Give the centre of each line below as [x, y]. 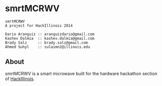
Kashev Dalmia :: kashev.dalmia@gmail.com [50, 38]
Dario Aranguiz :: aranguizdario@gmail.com [50, 34]
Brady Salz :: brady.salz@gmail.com [47, 43]
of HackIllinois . [20, 79]
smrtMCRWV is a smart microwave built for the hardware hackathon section [81, 73]
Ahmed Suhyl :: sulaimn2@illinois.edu [48, 47]
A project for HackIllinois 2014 [39, 26]
